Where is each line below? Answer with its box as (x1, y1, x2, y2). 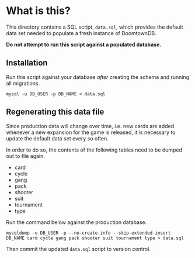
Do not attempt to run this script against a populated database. (6, 41, 162, 48)
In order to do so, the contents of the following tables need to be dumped (6, 146, 183, 153)
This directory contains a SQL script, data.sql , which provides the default (6, 23, 183, 30)
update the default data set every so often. (6, 135, 109, 142)
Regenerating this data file (6, 107, 105, 117)
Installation (6, 58, 48, 68)
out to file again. (6, 152, 46, 159)
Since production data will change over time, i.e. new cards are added (6, 122, 174, 129)
